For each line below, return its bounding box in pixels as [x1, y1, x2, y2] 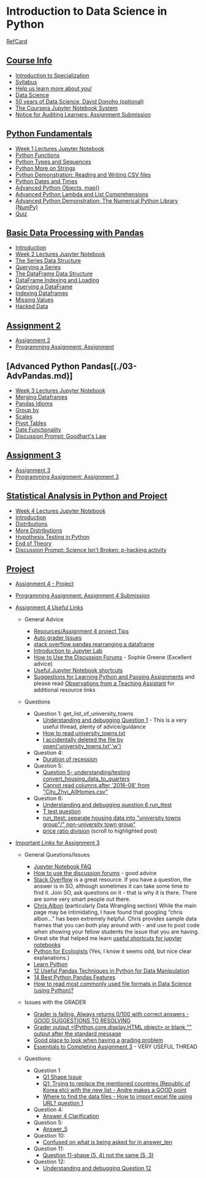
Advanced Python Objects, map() [15, 184, 100, 191]
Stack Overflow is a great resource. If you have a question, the [33, 876, 192, 884]
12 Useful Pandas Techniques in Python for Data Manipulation [33, 967, 190, 974]
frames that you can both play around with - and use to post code [33, 922, 200, 929]
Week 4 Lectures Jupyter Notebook [15, 507, 106, 514]
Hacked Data [15, 302, 48, 310]
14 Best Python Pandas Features [33, 974, 115, 981]
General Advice [24, 616, 64, 623]
